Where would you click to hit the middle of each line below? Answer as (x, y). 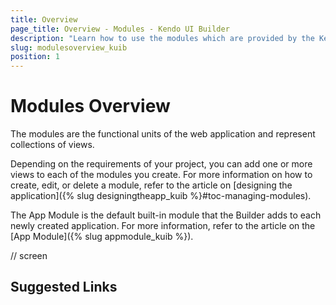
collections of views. (52, 145)
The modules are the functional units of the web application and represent (163, 134)
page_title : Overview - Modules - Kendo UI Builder (120, 29)
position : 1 (35, 57)
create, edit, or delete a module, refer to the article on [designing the (151, 185)
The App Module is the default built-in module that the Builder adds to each (166, 215)
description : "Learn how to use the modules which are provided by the (162, 38)
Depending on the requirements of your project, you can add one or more (161, 164)
